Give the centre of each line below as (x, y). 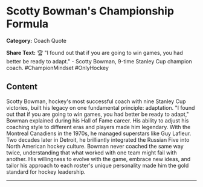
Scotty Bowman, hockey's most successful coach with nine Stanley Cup (96, 101)
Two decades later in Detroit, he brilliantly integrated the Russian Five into (98, 139)
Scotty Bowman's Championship (90, 11)
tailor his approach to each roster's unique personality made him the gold (98, 165)
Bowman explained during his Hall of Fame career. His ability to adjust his (98, 120)
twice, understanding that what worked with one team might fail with (92, 153)
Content (22, 87)
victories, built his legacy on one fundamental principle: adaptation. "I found (101, 107)
